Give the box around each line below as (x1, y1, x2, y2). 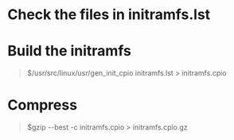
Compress (7, 96, 77, 115)
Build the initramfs (7, 42, 132, 60)
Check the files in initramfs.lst (7, 6, 211, 24)
